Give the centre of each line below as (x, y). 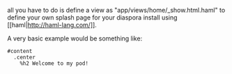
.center (25, 57)
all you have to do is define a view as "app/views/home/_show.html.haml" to (116, 10)
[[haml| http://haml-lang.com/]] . (52, 25)
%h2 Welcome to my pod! (54, 64)
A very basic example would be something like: (75, 38)
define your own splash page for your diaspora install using (92, 17)
